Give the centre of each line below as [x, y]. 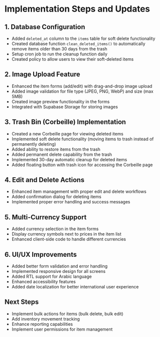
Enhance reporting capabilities [42, 324]
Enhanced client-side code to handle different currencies [69, 239]
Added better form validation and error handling [60, 266]
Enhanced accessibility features [44, 282]
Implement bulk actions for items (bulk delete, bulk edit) [67, 314]
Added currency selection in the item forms [55, 229]
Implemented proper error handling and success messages [71, 202]
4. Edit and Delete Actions [44, 180]
